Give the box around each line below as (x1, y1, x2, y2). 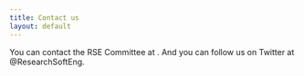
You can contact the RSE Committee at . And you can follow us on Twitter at (9, 46, 295, 57)
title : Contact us (9, 13, 79, 23)
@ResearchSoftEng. (9, 56, 85, 67)
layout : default (9, 22, 71, 31)
